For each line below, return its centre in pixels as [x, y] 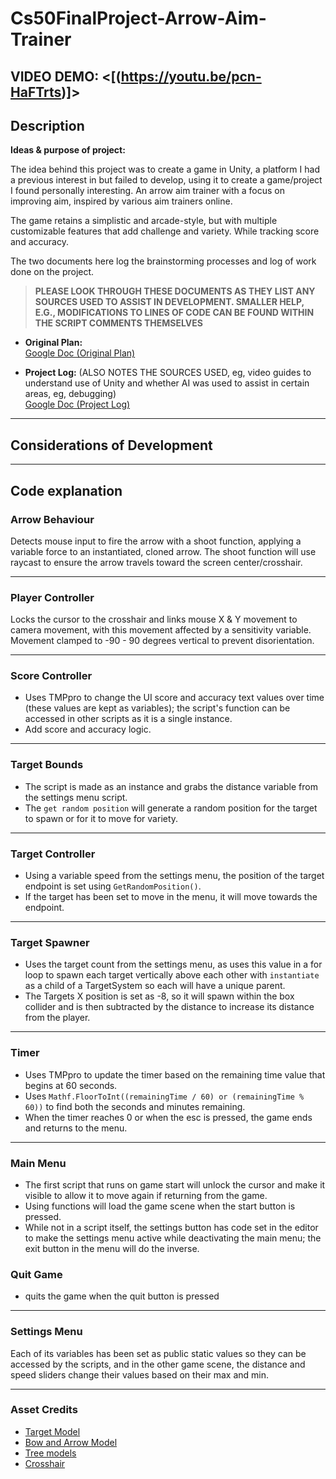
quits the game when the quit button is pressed [122, 1296]
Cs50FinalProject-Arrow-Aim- [138, 18]
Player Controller [52, 597]
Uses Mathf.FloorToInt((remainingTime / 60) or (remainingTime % [164, 1096]
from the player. [57, 1018]
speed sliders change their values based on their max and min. [139, 1374]
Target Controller [53, 854]
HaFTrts [36, 92]
